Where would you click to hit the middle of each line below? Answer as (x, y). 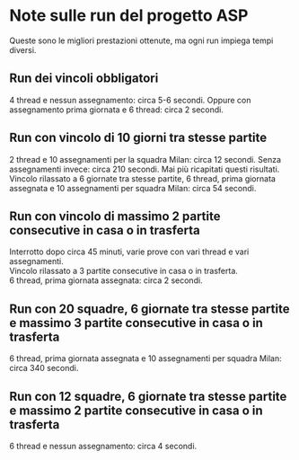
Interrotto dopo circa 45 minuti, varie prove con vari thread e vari (129, 252)
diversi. (23, 49)
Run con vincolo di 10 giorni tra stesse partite (138, 138)
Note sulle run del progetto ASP (129, 16)
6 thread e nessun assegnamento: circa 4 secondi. (103, 446)
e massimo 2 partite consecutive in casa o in (136, 410)
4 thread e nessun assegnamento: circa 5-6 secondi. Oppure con (130, 100)
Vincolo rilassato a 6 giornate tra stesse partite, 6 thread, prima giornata (143, 178)
